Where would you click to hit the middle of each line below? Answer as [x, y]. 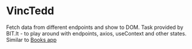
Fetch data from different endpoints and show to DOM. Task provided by [95, 27]
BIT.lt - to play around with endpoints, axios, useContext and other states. [96, 33]
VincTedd [30, 11]
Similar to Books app [32, 40]
